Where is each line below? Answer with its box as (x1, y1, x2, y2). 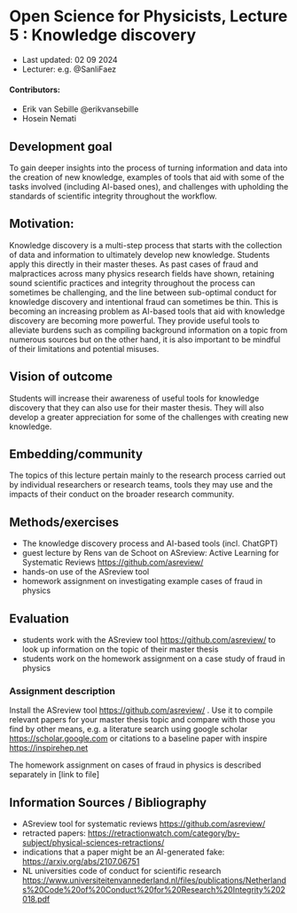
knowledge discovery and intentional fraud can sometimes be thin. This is (9, 296, 279, 307)
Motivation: (9, 216, 74, 231)
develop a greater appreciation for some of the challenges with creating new (9, 411, 289, 422)
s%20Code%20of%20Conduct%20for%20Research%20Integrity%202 (21, 885, 285, 895)
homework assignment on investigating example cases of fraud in (21, 576, 263, 587)
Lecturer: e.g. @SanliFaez (21, 64, 117, 74)
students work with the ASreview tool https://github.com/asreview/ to (21, 635, 277, 645)
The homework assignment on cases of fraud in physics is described (9, 760, 262, 770)
